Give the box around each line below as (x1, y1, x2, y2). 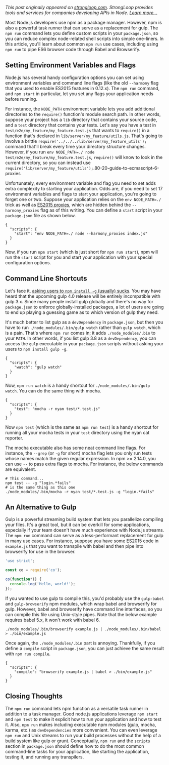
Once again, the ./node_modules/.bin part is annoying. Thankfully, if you (5, 640, 155, 646)
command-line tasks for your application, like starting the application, (5, 748, 150, 754)
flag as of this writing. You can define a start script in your (40, 207, 163, 213)
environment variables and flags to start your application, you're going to (5, 191, 157, 197)
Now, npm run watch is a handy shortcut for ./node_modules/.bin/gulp (5, 382, 150, 388)
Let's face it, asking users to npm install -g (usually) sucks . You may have (5, 288, 161, 294)
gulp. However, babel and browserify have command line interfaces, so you (5, 606, 162, 612)
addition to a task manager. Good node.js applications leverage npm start (5, 711, 158, 717)
